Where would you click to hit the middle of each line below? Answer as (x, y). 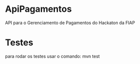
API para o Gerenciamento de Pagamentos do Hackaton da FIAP (70, 23)
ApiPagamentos (39, 9)
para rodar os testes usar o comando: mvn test (52, 56)
